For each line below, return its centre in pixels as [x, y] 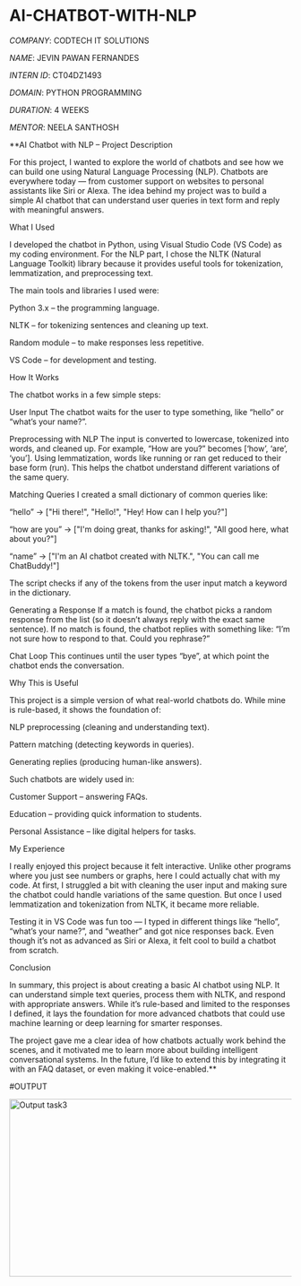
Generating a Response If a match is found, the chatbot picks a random [141, 610]
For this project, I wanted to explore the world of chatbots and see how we [146, 161]
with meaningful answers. [57, 209]
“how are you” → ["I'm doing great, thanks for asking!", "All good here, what [149, 529]
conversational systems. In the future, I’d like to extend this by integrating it [148, 1059]
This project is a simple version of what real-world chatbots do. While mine [148, 699]
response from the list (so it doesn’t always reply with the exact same [138, 619]
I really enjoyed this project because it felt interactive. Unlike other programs [150, 865]
